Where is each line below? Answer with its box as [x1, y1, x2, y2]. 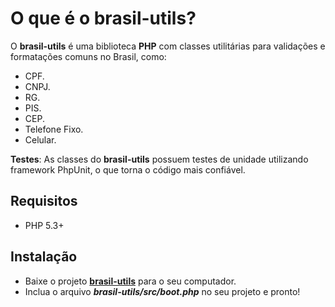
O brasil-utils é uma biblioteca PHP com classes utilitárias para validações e [10, 40, 326, 52]
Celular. [24, 133, 57, 146]
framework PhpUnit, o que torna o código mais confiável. [10, 163, 246, 176]
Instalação [10, 248, 78, 266]
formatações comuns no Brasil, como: [10, 50, 167, 62]
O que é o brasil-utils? [10, 7, 197, 30]
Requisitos [10, 193, 78, 210]
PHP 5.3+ [24, 219, 65, 231]
